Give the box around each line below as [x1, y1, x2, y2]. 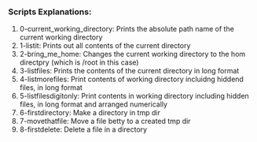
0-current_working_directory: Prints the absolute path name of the [19, 24, 234, 34]
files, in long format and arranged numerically [19, 99, 167, 109]
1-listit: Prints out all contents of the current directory [19, 41, 191, 50]
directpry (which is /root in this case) [19, 58, 139, 67]
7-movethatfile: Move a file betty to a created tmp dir [19, 117, 191, 126]
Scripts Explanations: [8, 6, 92, 17]
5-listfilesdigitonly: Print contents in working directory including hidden [19, 92, 249, 101]
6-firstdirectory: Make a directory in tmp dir [19, 108, 161, 118]
